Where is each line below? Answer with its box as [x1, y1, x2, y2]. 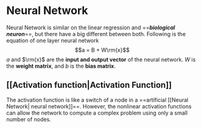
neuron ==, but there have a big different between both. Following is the [6, 30, 186, 37]
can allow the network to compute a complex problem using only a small [6, 109, 188, 116]
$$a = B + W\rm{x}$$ [75, 46, 130, 54]
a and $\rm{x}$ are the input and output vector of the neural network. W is [6, 55, 196, 63]
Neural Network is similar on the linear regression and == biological [6, 24, 175, 31]
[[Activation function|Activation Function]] [6, 80, 172, 90]
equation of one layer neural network [6, 37, 99, 44]
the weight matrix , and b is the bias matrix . [6, 62, 116, 69]
